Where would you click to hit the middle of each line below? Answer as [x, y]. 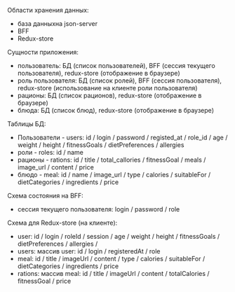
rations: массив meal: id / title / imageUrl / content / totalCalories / [113, 273]
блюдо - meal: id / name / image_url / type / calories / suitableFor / [114, 175]
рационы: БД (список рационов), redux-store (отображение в [109, 95]
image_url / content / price [56, 167]
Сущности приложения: [43, 52]
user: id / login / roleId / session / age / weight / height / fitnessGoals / [119, 236]
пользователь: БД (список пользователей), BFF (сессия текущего [116, 65]
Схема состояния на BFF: [46, 196]
